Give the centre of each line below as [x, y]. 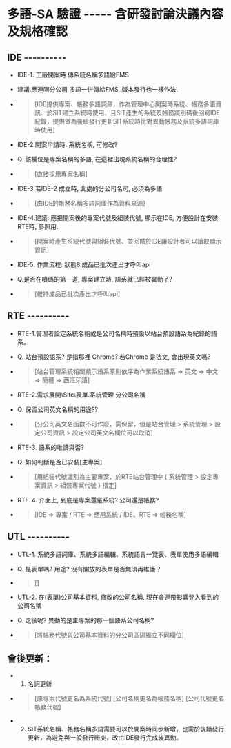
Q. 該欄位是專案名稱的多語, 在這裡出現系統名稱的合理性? [97, 159]
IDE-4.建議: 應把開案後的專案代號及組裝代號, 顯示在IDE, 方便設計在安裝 [118, 218]
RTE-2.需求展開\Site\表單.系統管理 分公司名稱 [81, 395]
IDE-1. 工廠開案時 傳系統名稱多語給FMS [73, 75]
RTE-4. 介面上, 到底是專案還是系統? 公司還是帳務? [88, 500]
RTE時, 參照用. [38, 226]
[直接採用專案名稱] [61, 174]
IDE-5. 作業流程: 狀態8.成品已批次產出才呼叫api [84, 264]
